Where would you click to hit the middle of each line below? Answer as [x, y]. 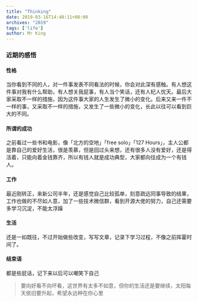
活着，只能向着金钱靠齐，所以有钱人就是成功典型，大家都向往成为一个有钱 [96, 157]
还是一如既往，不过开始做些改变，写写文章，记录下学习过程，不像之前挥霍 [96, 237]
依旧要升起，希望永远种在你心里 [65, 293]
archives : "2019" [27, 22]
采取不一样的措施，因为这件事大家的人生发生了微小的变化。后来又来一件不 [101, 99]
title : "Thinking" [29, 11]
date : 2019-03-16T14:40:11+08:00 [47, 17]
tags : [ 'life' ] [25, 28]
